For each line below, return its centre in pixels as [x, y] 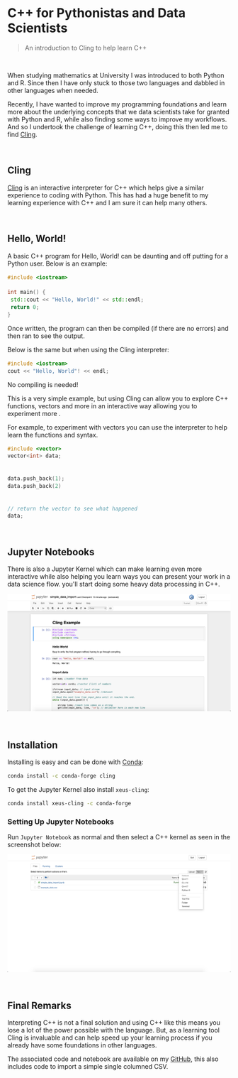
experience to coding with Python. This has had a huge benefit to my [108, 195]
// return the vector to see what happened [73, 508]
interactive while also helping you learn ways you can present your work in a [119, 577]
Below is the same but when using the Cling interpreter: [89, 349]
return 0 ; [25, 307]
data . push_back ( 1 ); [36, 479]
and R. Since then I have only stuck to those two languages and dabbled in [116, 82]
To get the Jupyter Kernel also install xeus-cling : [79, 790]
